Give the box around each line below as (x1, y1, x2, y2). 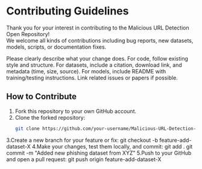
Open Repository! (6, 30, 50, 37)
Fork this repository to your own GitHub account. (14, 107, 137, 115)
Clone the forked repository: (14, 114, 86, 121)
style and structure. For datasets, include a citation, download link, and (6, 61, 182, 69)
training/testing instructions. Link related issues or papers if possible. (6, 74, 178, 81)
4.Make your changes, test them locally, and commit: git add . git (32, 143, 193, 150)
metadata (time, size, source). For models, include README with (6, 67, 166, 75)
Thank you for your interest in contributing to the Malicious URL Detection (6, 24, 189, 31)
